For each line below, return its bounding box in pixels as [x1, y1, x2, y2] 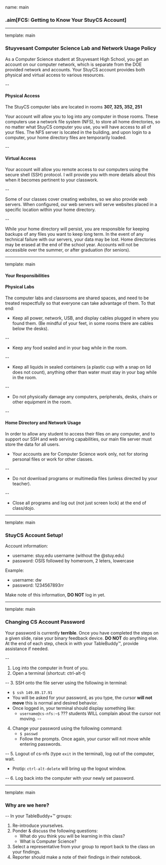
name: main [5, 4, 29, 10]
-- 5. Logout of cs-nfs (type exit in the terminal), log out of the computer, [5, 751, 155, 757]
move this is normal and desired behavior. [12, 700, 98, 705]
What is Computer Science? [19, 838, 77, 844]
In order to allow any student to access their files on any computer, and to [5, 431, 155, 436]
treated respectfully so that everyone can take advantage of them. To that [5, 300, 156, 306]
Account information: [5, 543, 48, 549]
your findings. [12, 849, 41, 855]
